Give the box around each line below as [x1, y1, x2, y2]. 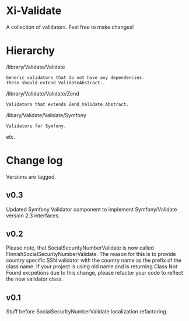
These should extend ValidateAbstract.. [6, 80, 106, 86]
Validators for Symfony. [6, 123, 66, 129]
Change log [6, 154, 63, 168]
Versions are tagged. [6, 173, 57, 180]
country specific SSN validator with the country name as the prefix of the [6, 257, 182, 264]
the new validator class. [6, 275, 63, 282]
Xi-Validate [6, 4, 62, 18]
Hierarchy [6, 44, 55, 57]
